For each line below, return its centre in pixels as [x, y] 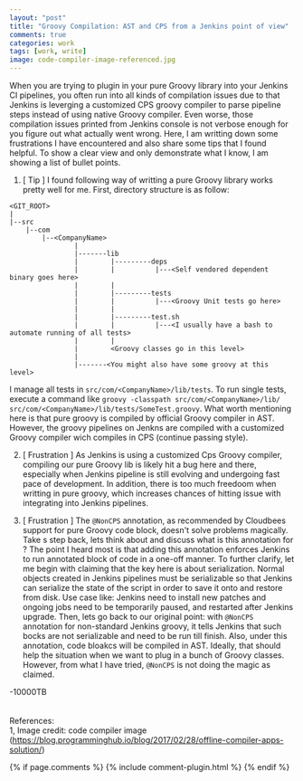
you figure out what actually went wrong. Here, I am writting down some [144, 133]
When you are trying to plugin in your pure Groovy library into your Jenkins [149, 86]
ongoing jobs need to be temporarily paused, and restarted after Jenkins [158, 607]
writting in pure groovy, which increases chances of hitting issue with [151, 493]
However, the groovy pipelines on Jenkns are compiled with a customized [147, 428]
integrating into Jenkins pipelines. [85, 503]
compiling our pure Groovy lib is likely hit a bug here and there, [139, 464]
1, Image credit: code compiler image [78, 730]
